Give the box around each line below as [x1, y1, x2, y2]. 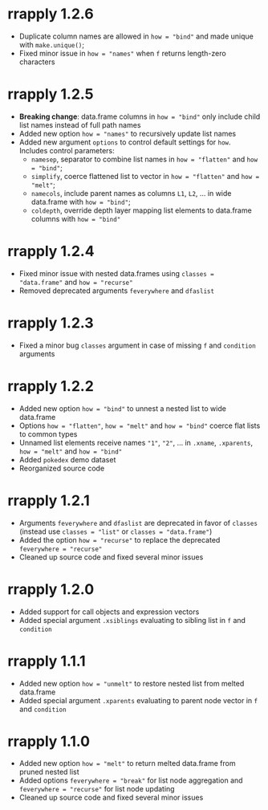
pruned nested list [18, 767, 79, 777]
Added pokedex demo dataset [18, 454, 116, 464]
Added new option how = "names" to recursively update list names [18, 128, 237, 138]
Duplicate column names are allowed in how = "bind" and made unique [18, 31, 254, 41]
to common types [18, 429, 78, 438]
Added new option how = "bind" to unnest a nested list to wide [18, 403, 226, 413]
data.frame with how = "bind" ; [30, 197, 132, 206]
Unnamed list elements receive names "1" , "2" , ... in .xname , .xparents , [18, 438, 254, 447]
